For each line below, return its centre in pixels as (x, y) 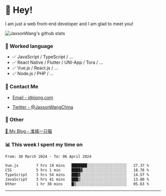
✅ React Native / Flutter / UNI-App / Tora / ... (58, 62)
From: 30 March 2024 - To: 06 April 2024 (48, 157)
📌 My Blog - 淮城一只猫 (29, 131)
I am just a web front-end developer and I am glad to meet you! (69, 24)
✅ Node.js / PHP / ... (33, 74)
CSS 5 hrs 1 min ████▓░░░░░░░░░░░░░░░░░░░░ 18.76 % (77, 170)
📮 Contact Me (22, 87)
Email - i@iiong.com (33, 97)
